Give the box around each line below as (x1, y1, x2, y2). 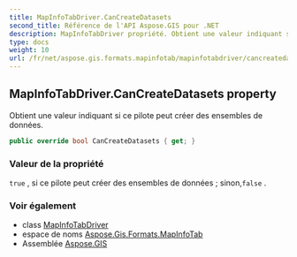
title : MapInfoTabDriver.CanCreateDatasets (9, 12, 172, 22)
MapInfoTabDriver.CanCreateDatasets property (9, 87, 277, 102)
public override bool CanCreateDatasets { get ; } (9, 136, 196, 146)
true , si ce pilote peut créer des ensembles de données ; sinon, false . (9, 178, 267, 188)
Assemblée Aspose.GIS (21, 238, 108, 249)
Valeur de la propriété (9, 157, 104, 170)
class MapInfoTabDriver (21, 220, 109, 231)
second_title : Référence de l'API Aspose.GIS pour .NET (9, 21, 219, 30)
